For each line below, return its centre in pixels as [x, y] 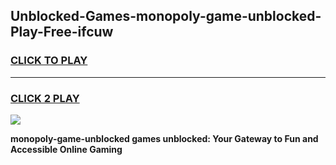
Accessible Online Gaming [66, 149]
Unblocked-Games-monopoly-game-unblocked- [166, 16]
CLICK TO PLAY [49, 61]
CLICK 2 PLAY [45, 98]
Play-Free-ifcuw [62, 32]
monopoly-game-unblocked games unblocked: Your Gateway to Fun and [164, 138]
